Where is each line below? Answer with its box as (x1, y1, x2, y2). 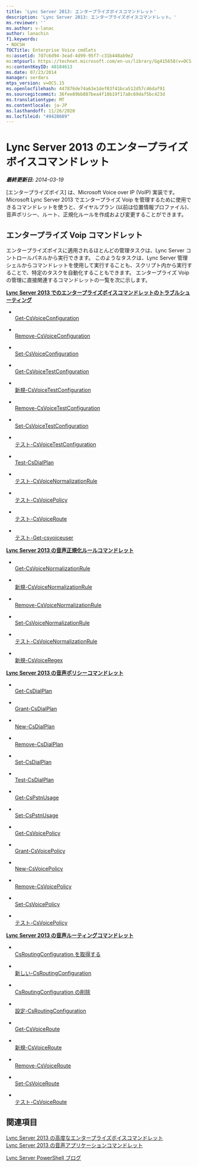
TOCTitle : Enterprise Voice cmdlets (6, 47, 96, 53)
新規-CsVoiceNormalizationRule (14, 583, 93, 590)
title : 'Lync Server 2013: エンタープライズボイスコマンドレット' (6, 8, 157, 15)
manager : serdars (6, 75, 49, 81)
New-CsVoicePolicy (14, 865, 63, 872)
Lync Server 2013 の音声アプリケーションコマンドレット (6, 1142, 144, 1149)
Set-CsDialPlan (14, 759, 52, 765)
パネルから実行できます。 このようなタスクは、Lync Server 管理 (31, 254, 188, 261)
